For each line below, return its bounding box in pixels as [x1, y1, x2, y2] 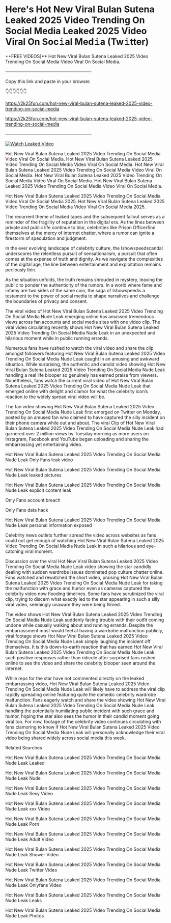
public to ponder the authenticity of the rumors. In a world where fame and [5, 282, 162, 288]
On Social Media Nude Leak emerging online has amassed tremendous [5, 313, 154, 319]
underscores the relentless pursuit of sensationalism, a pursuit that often [5, 250, 158, 257]
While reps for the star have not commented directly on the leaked [5, 675, 144, 681]
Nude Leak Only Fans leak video [5, 457, 73, 463]
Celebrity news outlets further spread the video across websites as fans [5, 532, 156, 538]
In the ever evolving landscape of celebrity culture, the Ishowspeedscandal [5, 245, 163, 251]
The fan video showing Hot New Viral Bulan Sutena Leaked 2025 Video [5, 403, 155, 409]
